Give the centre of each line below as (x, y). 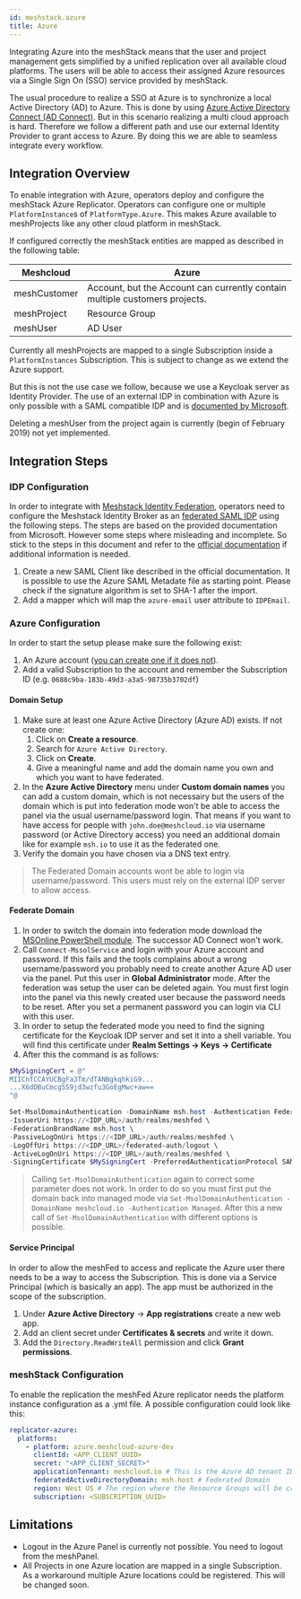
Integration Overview (70, 173)
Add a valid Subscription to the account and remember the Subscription (155, 670)
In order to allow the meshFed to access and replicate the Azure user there (147, 1268)
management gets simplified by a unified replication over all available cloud (148, 61)
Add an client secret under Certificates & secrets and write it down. (148, 1332)
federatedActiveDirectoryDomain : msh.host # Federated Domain (151, 1480)
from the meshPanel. (61, 1556)
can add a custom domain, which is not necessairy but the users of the (153, 796)
